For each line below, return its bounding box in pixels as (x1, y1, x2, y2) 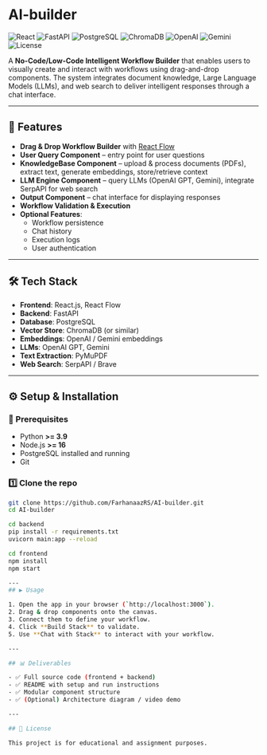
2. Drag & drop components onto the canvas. (8, 608, 158, 616)
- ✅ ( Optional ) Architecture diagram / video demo (8, 696, 181, 704)
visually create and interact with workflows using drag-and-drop (8, 64, 219, 73)
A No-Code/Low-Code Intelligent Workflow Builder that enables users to (8, 56, 250, 65)
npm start (8, 564, 41, 572)
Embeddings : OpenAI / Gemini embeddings (19, 333, 163, 344)
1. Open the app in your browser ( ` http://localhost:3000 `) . (8, 600, 215, 609)
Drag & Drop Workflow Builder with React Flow (19, 141, 175, 151)
